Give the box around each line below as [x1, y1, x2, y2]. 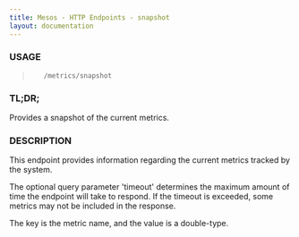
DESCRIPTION [9, 135, 73, 148]
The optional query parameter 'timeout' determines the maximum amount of [9, 182, 290, 192]
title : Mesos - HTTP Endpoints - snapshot [9, 13, 170, 22]
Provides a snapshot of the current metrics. [9, 113, 170, 123]
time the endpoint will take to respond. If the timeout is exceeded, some [9, 191, 274, 202]
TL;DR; [9, 91, 40, 104]
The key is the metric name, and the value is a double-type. [9, 218, 229, 229]
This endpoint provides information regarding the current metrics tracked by [9, 155, 291, 165]
